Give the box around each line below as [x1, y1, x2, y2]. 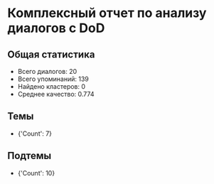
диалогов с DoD [7, 20, 105, 36]
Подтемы [7, 150, 52, 162]
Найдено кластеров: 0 [17, 82, 86, 90]
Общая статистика [7, 48, 95, 60]
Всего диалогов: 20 [17, 67, 77, 75]
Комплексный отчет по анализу [7, 5, 207, 21]
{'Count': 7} [17, 129, 52, 138]
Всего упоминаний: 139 [17, 75, 89, 83]
